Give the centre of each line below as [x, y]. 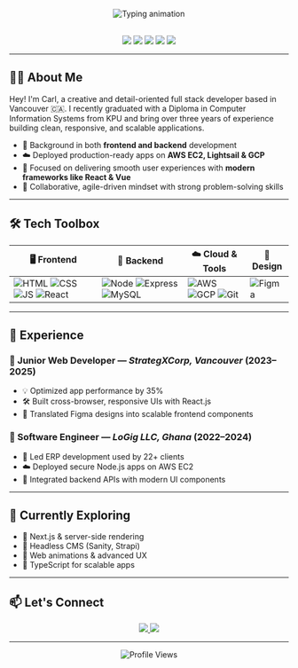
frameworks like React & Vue [76, 177]
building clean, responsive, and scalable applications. [107, 128]
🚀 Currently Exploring [70, 515]
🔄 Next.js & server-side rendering [83, 537]
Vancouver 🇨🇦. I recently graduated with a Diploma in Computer [128, 108]
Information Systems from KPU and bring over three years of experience [141, 118]
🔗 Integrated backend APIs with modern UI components [124, 479]
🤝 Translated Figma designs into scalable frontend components [137, 414]
